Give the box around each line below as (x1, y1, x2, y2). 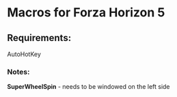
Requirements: (7, 32, 72, 44)
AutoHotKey (7, 50, 41, 58)
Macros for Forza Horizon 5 (7, 5, 165, 20)
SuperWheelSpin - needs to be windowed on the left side (7, 83, 170, 91)
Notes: (7, 67, 30, 77)
